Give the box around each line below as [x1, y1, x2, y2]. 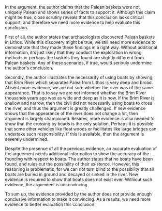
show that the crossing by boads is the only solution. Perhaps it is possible [5, 121, 154, 127]
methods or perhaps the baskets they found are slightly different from [5, 55, 144, 60]
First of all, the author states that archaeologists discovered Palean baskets [5, 34, 155, 40]
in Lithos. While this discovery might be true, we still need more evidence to [5, 39, 156, 45]
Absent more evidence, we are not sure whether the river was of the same [5, 85, 153, 90]
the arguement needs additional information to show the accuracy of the [5, 151, 149, 157]
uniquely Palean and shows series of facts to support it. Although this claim [5, 9, 155, 15]
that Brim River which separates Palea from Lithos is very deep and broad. [5, 80, 153, 85]
